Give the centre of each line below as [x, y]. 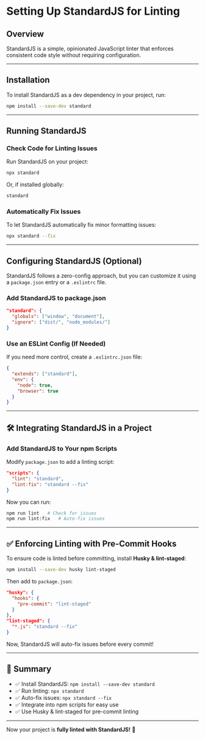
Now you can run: [29, 502]
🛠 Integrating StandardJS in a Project [79, 428]
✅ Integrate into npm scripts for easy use [67, 704]
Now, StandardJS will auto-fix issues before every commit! [80, 644]
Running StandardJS [46, 131]
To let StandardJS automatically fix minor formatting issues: [81, 225]
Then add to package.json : [40, 581]
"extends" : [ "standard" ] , [45, 374]
